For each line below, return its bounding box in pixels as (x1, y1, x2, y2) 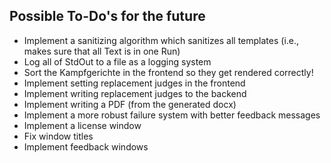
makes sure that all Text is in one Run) (23, 45, 181, 57)
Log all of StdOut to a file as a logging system (23, 55, 212, 68)
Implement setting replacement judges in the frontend (23, 77, 246, 89)
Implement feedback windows (23, 140, 149, 153)
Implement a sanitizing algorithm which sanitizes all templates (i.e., (23, 34, 300, 46)
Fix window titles (23, 130, 94, 142)
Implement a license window (23, 119, 142, 131)
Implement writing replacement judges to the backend (23, 87, 247, 99)
